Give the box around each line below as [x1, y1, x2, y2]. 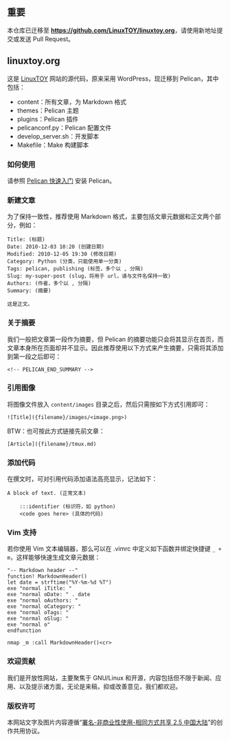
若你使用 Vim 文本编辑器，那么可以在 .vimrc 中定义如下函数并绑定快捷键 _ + [7, 545, 222, 553]
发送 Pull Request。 [19, 34, 74, 43]
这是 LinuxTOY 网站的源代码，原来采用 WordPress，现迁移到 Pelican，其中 [7, 74, 219, 83]
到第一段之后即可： [7, 352, 62, 361]
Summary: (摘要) [7, 287, 51, 294]
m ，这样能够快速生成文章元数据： [7, 554, 101, 562]
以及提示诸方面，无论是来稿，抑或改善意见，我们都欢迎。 [19, 682, 182, 691]
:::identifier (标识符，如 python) [19, 503, 116, 510]
